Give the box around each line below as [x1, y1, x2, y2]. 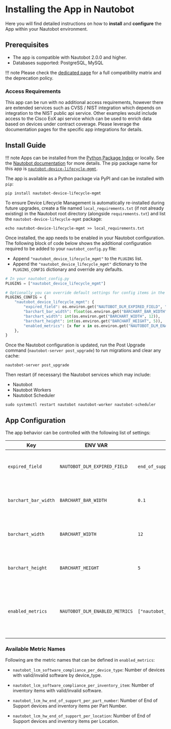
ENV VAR [84, 442, 108, 449]
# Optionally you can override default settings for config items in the [5, 290, 165, 295]
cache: [5, 353, 20, 359]
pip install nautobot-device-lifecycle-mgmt [5, 190, 101, 196]
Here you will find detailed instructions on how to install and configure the [5, 20, 162, 27]
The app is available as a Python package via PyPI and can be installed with [5, 175, 164, 182]
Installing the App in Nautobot [5, 4, 134, 15]
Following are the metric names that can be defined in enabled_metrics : [5, 657, 155, 663]
